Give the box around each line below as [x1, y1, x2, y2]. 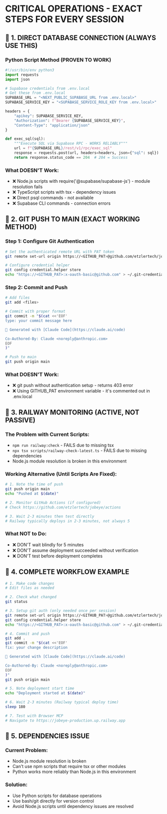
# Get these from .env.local [5, 90, 66, 95]
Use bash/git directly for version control [12, 798, 94, 804]
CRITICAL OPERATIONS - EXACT [5, 3, 143, 14]
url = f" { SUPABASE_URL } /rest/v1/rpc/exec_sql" [14, 146, 112, 151]
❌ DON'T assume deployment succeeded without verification [12, 547, 138, 553]
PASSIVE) [5, 415, 36, 424]
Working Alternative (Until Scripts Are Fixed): [5, 470, 117, 477]
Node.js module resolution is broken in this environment [12, 458, 127, 464]
